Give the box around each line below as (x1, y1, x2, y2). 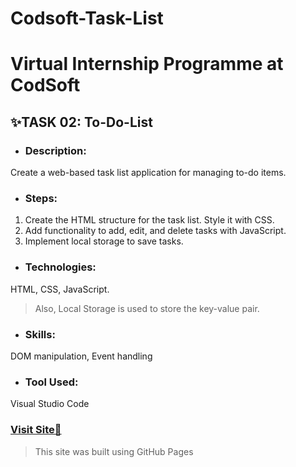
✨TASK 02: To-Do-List (10, 113, 153, 131)
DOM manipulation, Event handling (10, 350, 153, 362)
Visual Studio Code (10, 398, 90, 410)
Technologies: (24, 260, 97, 274)
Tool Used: (24, 375, 79, 389)
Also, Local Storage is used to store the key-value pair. (34, 302, 260, 314)
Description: (24, 143, 87, 157)
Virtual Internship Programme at (10, 53, 284, 76)
